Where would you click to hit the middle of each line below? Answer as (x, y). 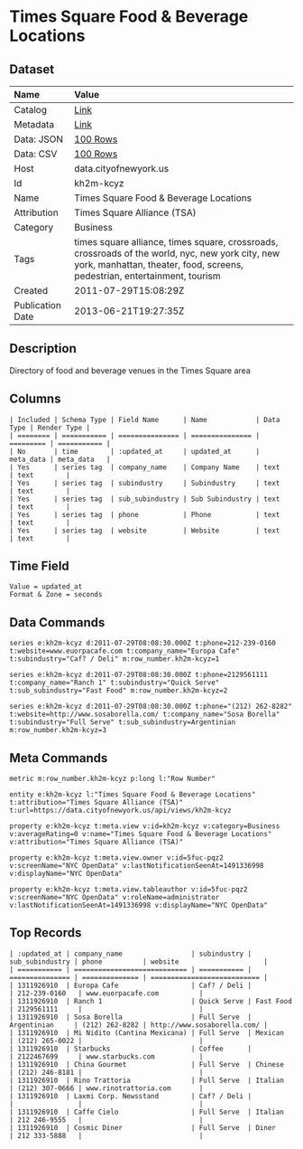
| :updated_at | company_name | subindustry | (131, 954)
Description (43, 348)
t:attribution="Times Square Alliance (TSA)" (96, 803)
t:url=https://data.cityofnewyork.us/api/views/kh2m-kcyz (120, 811)
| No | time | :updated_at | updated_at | (134, 451)
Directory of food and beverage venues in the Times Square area (130, 370)
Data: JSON (39, 139)
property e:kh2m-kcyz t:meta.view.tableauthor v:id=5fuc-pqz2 (129, 890)
